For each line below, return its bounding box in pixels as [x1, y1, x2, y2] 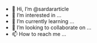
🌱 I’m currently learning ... [11, 18, 75, 24]
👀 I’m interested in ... [11, 12, 62, 19]
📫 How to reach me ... [11, 31, 66, 37]
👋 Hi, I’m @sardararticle [11, 6, 69, 12]
